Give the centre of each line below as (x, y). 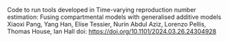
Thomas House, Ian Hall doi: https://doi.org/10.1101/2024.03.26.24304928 (112, 31)
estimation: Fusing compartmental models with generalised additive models (114, 17)
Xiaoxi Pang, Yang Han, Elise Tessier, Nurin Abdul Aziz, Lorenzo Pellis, (107, 24)
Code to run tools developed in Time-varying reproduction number (102, 10)
